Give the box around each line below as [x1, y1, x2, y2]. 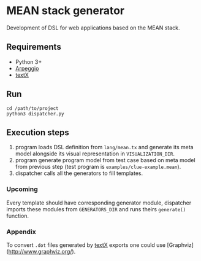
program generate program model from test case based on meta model [15, 157, 195, 164]
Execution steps [6, 127, 69, 138]
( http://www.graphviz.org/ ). [6, 247, 76, 255]
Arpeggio [15, 64, 39, 72]
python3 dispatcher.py [6, 111, 64, 117]
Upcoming [6, 185, 38, 193]
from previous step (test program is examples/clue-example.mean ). [15, 163, 181, 171]
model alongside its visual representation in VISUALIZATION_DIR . [15, 150, 175, 157]
